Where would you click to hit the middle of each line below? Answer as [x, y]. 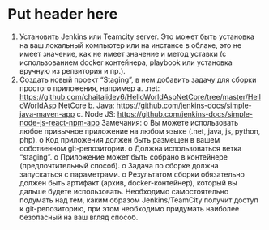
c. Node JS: [96, 113]
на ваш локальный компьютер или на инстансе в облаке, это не [130, 45]
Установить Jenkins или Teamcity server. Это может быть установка [137, 36]
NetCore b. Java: [86, 105]
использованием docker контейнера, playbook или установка [126, 62]
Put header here [63, 14]
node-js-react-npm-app [60, 122]
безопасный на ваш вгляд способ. [79, 217]
